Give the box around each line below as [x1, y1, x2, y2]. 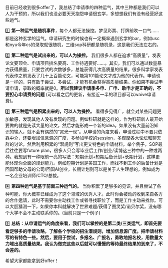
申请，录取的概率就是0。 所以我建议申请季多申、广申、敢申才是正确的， [9, 85, 157, 91]
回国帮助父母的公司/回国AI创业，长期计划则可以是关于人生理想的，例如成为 [5, 166, 160, 172]
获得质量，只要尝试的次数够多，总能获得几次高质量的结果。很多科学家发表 [9, 67, 163, 72]
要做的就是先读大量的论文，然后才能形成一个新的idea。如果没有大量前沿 [5, 122, 154, 128]
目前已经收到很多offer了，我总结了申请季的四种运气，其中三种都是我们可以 [5, 5, 160, 10]
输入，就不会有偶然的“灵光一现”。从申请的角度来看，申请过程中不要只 [13, 129, 158, 134]
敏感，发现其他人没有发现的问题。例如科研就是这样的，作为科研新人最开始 [9, 116, 163, 122]
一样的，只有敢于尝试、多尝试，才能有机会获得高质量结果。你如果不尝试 [9, 79, 158, 85]
